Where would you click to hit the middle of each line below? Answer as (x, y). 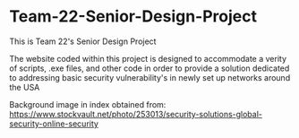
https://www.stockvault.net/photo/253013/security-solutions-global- (136, 114)
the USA (25, 87)
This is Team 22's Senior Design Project (83, 41)
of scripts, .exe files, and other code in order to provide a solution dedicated (149, 68)
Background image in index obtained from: (88, 104)
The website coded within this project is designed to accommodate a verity (148, 58)
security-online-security (54, 124)
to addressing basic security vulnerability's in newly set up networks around (150, 77)
